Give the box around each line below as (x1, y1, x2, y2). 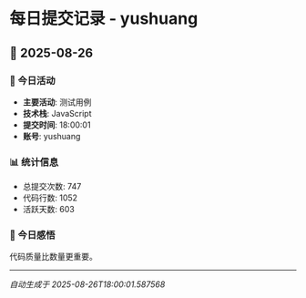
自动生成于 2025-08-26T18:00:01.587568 (9, 279, 166, 290)
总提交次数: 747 (22, 181, 82, 192)
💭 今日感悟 (9, 229, 56, 241)
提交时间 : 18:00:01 (22, 119, 91, 130)
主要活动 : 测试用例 (22, 97, 92, 108)
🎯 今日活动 (9, 74, 56, 87)
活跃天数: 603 (22, 204, 75, 215)
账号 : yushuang (22, 130, 81, 141)
